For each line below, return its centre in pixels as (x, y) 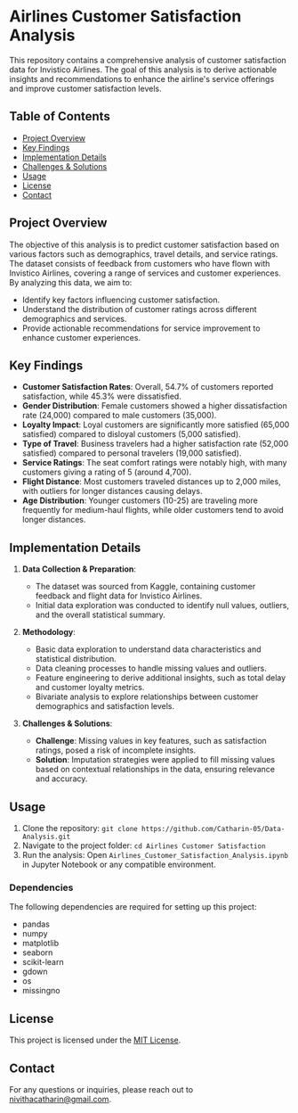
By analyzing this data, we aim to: (71, 282)
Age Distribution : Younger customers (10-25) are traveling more (140, 500)
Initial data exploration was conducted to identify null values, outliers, (162, 606)
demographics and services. (74, 318)
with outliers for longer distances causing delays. (112, 491)
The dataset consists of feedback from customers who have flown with (140, 263)
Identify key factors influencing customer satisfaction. (121, 300)
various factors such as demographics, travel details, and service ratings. (144, 254)
